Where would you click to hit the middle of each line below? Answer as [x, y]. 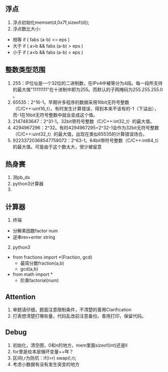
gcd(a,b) [29, 269]
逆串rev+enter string [34, 237]
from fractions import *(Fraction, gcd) [52, 257]
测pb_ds [21, 178]
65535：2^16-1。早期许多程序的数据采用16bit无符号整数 [71, 102]
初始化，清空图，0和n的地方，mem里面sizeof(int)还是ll [70, 345]
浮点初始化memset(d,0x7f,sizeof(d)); [51, 22]
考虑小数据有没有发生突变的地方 [46, 364]
